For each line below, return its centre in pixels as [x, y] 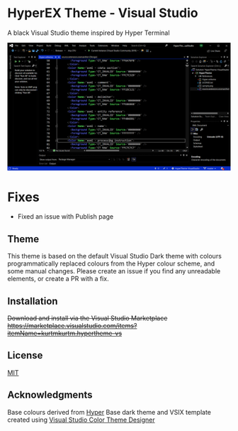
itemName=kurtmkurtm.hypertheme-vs [65, 333]
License [25, 355]
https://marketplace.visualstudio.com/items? [72, 325]
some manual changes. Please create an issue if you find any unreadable [114, 271]
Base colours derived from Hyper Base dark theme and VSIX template [109, 412]
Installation [33, 301]
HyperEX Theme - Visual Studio [103, 13]
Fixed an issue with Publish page [66, 217]
